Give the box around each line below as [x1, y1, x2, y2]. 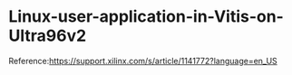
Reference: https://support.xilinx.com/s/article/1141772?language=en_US [8, 55, 277, 66]
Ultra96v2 [8, 25, 87, 46]
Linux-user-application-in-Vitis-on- [8, 6, 285, 27]
